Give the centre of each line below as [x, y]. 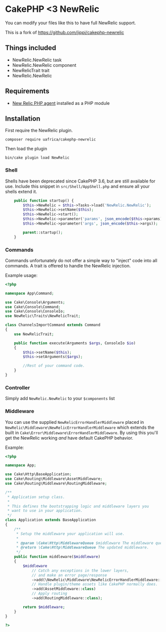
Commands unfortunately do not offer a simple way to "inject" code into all [81, 260]
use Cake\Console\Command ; [33, 307]
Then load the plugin [26, 149]
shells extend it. [21, 191]
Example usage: [21, 275]
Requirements [27, 91]
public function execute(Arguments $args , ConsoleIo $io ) [75, 343]
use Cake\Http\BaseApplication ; [38, 474]
